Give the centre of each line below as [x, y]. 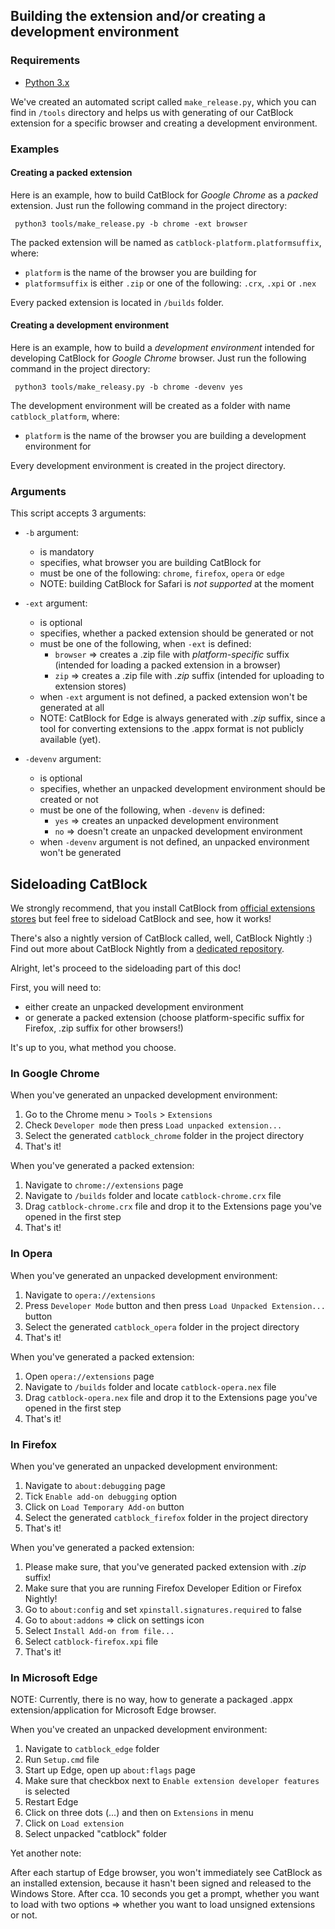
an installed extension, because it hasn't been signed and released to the [161, 1883]
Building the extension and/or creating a [138, 16]
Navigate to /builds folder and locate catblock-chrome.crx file [153, 1196]
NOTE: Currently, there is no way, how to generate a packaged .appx [151, 1700]
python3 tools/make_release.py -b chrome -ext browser [131, 224]
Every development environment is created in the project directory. [148, 466]
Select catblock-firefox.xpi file [91, 1641]
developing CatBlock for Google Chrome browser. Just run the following [158, 358]
